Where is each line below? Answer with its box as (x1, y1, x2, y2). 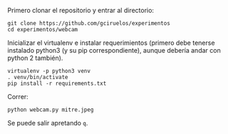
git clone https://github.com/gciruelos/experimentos (7, 20, 171, 27)
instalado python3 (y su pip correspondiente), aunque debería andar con (7, 46, 221, 54)
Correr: (7, 93, 28, 100)
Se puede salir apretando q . (7, 119, 88, 127)
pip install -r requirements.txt (7, 80, 107, 87)
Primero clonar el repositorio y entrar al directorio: (7, 6, 155, 14)
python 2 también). (7, 53, 63, 62)
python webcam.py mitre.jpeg (7, 106, 94, 113)
